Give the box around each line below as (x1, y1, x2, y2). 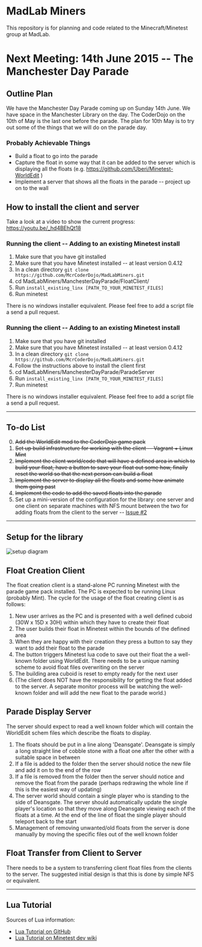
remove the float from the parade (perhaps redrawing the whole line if (14, 779, 188, 787)
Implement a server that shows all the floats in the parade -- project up (14, 178, 191, 185)
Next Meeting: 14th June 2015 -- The (6, 52, 194, 66)
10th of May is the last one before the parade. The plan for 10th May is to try (6, 117, 195, 124)
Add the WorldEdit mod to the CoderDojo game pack (14, 439, 146, 446)
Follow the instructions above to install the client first (14, 362, 146, 369)
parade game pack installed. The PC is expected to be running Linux (6, 588, 176, 595)
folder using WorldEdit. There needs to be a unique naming (32, 657, 179, 665)
